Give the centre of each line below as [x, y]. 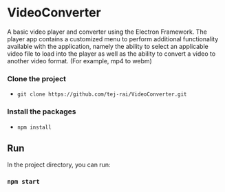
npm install [34, 127]
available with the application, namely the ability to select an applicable [108, 46]
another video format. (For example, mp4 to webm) [80, 61]
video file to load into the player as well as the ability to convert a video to [111, 54]
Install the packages [42, 111]
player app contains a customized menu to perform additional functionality [113, 39]
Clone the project [37, 78]
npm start [23, 182]
